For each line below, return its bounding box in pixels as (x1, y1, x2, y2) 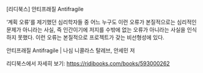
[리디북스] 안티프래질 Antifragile (6, 6, 84, 12)
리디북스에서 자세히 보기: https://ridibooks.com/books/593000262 (6, 60, 170, 67)
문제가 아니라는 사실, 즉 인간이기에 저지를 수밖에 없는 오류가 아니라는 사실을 (6, 26, 186, 33)
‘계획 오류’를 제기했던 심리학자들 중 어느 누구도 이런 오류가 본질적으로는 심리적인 (6, 18, 197, 26)
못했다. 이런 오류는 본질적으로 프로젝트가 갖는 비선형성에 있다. (17, 34, 165, 41)
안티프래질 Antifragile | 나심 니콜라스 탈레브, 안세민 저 (6, 47, 135, 54)
